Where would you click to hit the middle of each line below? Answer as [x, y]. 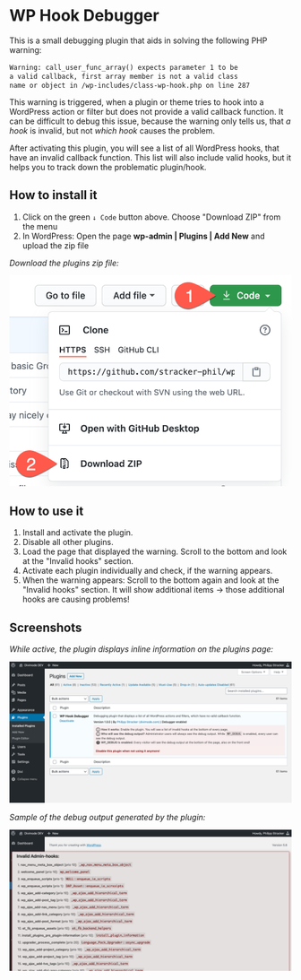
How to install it [53, 195]
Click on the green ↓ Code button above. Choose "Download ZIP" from [151, 217]
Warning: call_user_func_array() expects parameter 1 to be [124, 67]
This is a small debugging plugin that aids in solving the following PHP [138, 40]
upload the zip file [56, 245]
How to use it [47, 512]
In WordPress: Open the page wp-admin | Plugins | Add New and [144, 236]
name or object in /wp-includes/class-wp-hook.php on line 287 [130, 85]
